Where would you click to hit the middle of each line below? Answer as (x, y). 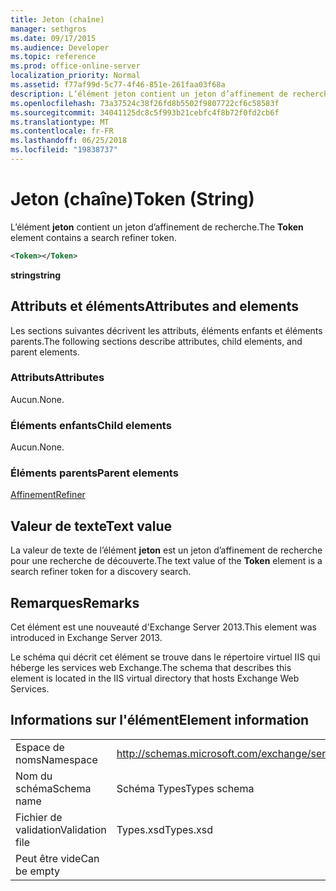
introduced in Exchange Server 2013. (86, 638)
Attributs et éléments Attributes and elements (154, 306)
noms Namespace (56, 759)
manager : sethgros (48, 29)
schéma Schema (53, 788)
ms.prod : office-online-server (75, 66)
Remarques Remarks (75, 602)
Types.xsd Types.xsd (165, 829)
